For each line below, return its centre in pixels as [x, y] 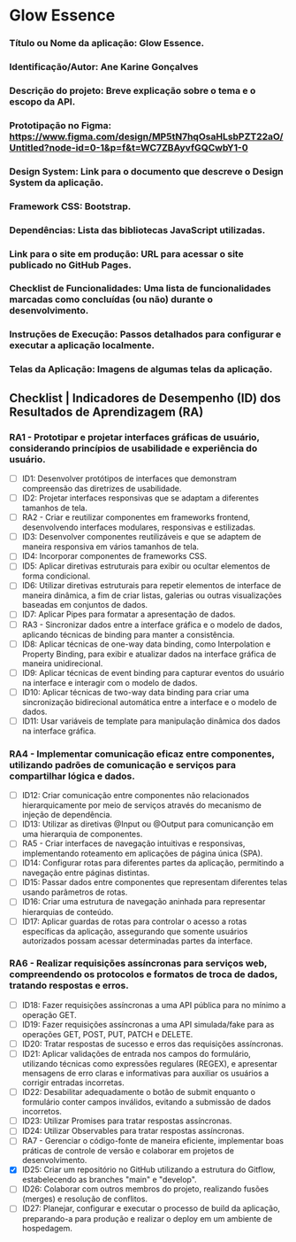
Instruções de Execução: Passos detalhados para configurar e [145, 335]
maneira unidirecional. [62, 663]
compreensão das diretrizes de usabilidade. [102, 489]
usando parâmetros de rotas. [75, 892]
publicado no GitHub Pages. [71, 265]
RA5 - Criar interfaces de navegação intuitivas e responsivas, [133, 843]
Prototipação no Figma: [61, 125]
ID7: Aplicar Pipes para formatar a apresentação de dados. [129, 614]
